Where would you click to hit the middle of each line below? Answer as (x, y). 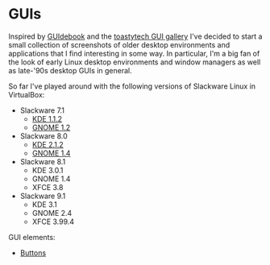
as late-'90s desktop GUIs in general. (70, 70)
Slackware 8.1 (43, 161)
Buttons (33, 253)
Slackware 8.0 (44, 136)
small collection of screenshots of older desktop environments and (119, 44)
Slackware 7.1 (42, 110)
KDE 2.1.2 (48, 144)
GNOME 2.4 (52, 213)
